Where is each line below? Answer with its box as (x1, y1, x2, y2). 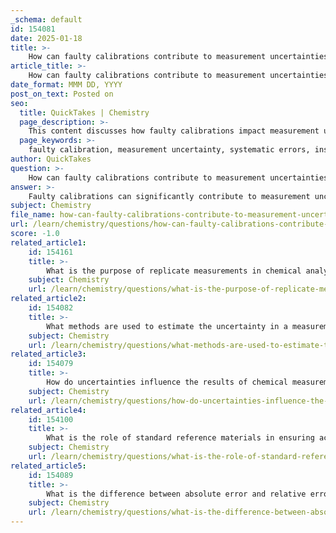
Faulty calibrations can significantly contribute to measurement (28, 191, 311, 201)
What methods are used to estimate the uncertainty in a (46, 321, 288, 331)
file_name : (10, 210, 56, 220)
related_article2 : (10, 294, 87, 304)
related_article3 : (10, 349, 87, 360)
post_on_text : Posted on (10, 89, 114, 99)
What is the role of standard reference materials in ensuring (46, 433, 315, 443)
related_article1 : (10, 237, 87, 248)
